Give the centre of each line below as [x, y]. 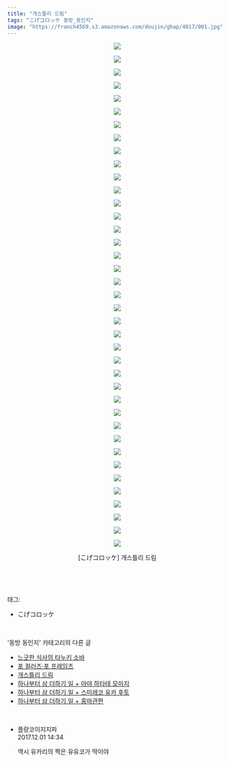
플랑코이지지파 [37, 729]
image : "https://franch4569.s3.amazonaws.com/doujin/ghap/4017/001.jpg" [115, 27]
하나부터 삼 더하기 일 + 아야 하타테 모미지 [73, 684]
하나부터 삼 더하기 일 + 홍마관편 [60, 701]
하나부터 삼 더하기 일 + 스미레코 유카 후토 [73, 692]
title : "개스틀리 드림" [37, 14]
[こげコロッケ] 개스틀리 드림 [117, 558]
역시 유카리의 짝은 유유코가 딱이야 [63, 752]
